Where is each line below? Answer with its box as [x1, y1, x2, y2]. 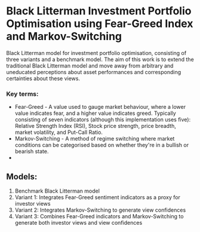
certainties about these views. [6, 75, 81, 82]
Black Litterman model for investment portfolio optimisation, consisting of [6, 49, 187, 56]
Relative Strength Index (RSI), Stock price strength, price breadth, [14, 123, 176, 130]
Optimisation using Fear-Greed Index [6, 17, 193, 30]
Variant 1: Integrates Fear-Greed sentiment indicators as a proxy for [14, 194, 180, 201]
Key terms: [6, 90, 39, 98]
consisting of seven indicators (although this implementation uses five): [14, 116, 191, 123]
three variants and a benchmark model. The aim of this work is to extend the [6, 56, 194, 63]
